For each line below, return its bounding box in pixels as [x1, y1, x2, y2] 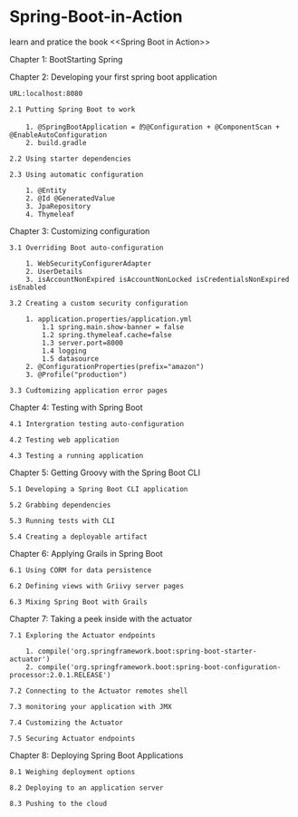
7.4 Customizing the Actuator [9, 718, 124, 727]
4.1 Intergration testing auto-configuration [9, 419, 184, 428]
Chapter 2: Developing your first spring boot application [9, 71, 217, 83]
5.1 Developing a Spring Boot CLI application [9, 484, 188, 493]
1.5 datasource [42, 354, 100, 364]
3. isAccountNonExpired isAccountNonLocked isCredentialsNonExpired [25, 275, 290, 284]
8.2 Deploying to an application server [9, 783, 165, 793]
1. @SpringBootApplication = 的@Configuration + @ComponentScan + [25, 122, 281, 131]
